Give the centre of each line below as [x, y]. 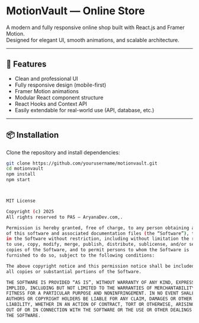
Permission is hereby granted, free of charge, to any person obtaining [98, 228]
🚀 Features [26, 64]
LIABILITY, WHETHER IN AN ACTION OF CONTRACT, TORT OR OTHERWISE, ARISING [100, 305]
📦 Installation [33, 135]
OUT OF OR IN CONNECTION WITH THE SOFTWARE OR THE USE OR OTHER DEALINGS [99, 310]
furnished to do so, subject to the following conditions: [81, 256]
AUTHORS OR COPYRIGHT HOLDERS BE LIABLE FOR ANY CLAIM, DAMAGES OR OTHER [99, 299]
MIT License [21, 201]
